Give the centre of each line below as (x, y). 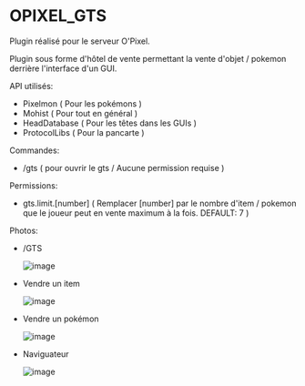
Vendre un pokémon (61, 319)
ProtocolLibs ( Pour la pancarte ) (83, 132)
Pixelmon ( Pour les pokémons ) (82, 103)
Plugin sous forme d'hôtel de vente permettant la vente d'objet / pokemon (148, 58)
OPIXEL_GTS (58, 16)
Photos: (24, 230)
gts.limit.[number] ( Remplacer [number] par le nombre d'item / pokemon (159, 203)
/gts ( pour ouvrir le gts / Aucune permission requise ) (123, 168)
